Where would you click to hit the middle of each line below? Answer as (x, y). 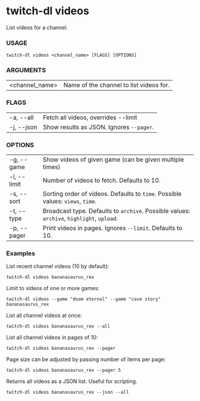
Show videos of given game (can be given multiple (113, 160)
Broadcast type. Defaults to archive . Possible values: (116, 211)
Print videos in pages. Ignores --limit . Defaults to (112, 228)
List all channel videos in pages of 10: (52, 337)
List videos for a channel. (37, 27)
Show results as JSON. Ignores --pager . (98, 127)
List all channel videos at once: (44, 315)
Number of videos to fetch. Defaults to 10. (101, 181)
